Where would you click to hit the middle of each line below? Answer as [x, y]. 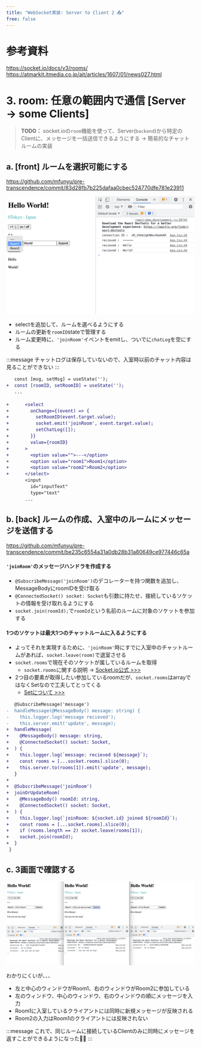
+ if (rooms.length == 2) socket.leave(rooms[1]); [75, 831]
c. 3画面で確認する [41, 870]
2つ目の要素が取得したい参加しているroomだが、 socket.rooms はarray [100, 677]
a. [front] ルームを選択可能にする [67, 167]
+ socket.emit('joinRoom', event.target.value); [80, 423]
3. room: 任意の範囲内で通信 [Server [96, 100]
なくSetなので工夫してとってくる [61, 684]
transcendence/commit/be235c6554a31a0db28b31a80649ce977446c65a [98, 552]
